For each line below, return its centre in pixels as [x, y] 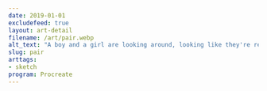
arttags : [23, 60]
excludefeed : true [39, 23]
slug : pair [26, 52]
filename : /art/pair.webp [51, 38]
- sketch [23, 67]
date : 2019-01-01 [37, 15]
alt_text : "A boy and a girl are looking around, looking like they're [129, 45]
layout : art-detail [41, 30]
